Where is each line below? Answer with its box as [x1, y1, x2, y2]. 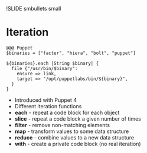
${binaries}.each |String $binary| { [6, 60, 99, 66]
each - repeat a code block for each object [14, 109, 120, 116]
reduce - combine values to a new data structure [14, 134, 135, 141]
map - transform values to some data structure [14, 128, 129, 135]
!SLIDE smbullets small [6, 5, 61, 12]
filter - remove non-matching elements [14, 121, 110, 128]
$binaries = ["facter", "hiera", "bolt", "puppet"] [6, 50, 136, 56]
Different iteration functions [14, 102, 82, 109]
